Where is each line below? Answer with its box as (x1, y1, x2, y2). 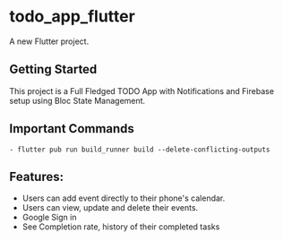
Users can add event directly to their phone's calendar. (21, 193, 226, 203)
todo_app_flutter (9, 6, 136, 27)
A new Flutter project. (9, 36, 90, 47)
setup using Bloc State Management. (9, 95, 146, 106)
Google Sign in (21, 212, 77, 223)
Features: (9, 168, 64, 185)
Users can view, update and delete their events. (21, 202, 199, 213)
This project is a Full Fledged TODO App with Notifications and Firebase (9, 85, 275, 96)
